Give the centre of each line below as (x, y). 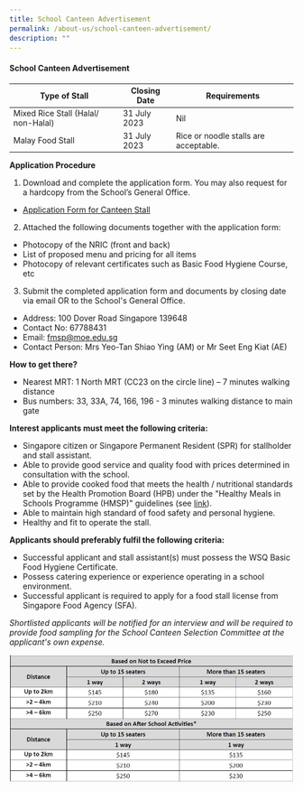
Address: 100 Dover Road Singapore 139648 (105, 318)
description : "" (40, 38)
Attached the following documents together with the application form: (151, 228)
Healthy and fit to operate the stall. (87, 523)
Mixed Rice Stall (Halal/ (56, 114)
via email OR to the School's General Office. (104, 301)
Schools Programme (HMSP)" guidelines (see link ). (117, 503)
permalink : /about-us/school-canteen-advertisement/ (110, 28)
